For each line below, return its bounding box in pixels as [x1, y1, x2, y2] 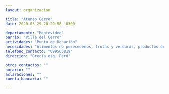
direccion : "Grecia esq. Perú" [5, 53, 71, 58]
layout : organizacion [5, 7, 51, 13]
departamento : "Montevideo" [5, 30, 64, 35]
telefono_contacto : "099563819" [5, 49, 73, 54]
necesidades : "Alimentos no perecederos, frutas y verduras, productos [5, 44, 158, 49]
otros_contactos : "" [5, 62, 49, 68]
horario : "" [5, 67, 30, 72]
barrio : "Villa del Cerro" [5, 35, 62, 40]
